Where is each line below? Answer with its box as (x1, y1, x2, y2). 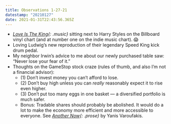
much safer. (20, 96, 45, 102)
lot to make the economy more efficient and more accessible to (20, 107, 154, 113)
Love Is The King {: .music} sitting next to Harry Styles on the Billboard (12, 31, 160, 37)
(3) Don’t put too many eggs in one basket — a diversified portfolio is (20, 91, 166, 97)
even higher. (20, 86, 47, 92)
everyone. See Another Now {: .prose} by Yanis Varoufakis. (20, 113, 143, 119)
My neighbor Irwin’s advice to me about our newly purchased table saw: (12, 53, 164, 59)
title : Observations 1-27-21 (5, 7, 67, 13)
